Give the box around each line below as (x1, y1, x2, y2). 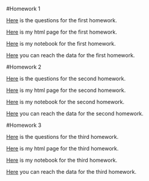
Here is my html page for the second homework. (6, 87, 126, 94)
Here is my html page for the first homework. (6, 28, 117, 35)
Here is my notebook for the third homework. (6, 156, 118, 164)
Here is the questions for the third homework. (6, 133, 119, 140)
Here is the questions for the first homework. (6, 17, 117, 23)
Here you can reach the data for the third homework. (6, 168, 137, 175)
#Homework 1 (6, 5, 41, 12)
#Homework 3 (6, 121, 42, 129)
